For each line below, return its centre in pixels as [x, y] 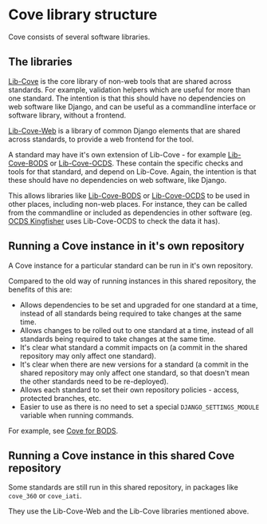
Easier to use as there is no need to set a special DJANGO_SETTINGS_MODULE [139, 407]
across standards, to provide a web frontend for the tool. [101, 139]
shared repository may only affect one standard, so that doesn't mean [134, 372]
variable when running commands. [77, 415]
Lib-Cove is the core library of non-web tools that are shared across [120, 81]
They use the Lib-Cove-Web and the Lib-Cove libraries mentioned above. [129, 511]
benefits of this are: [40, 289]
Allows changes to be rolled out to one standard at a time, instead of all [136, 330]
